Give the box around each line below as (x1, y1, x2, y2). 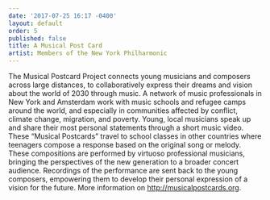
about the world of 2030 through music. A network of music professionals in (8, 89, 262, 98)
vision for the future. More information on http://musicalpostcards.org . (8, 183, 242, 192)
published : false (8, 34, 67, 43)
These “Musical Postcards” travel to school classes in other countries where (8, 131, 262, 141)
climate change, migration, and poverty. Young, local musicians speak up (8, 115, 251, 123)
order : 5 (8, 27, 38, 35)
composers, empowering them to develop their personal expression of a (8, 174, 248, 184)
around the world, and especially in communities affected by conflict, (8, 106, 238, 115)
